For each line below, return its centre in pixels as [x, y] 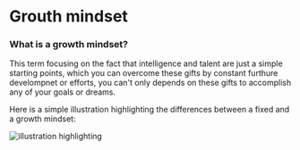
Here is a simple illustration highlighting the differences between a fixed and [150, 110]
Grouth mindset [69, 17]
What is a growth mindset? [69, 45]
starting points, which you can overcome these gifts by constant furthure [144, 73]
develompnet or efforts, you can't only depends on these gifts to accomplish [150, 83]
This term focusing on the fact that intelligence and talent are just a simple [146, 63]
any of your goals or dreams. [63, 92]
